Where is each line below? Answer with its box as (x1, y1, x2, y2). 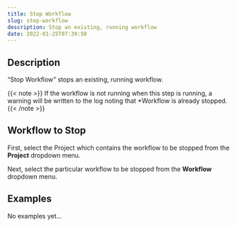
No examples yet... (7, 211, 62, 220)
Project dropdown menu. (7, 150, 81, 160)
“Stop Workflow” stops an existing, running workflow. (7, 75, 163, 84)
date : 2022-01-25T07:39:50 (7, 30, 87, 38)
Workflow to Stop (7, 125, 87, 137)
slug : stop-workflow (7, 17, 69, 24)
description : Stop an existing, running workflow (7, 23, 158, 31)
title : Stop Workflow (7, 10, 72, 18)
